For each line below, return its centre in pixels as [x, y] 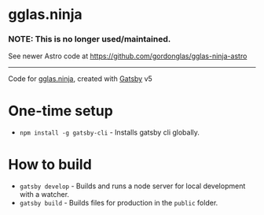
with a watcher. [44, 195]
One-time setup [61, 111]
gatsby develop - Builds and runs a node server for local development [132, 186]
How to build [50, 164]
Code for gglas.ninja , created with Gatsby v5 [81, 79]
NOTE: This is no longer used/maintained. [90, 39]
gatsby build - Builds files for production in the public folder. [119, 203]
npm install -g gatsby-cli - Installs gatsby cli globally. [110, 132]
